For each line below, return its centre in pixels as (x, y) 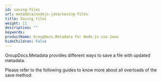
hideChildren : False (26, 41)
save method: (19, 75)
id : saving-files (23, 10)
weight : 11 (16, 23)
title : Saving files (26, 19)
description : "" (21, 28)
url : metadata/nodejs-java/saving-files (47, 14)
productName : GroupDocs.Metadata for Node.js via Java (62, 37)
